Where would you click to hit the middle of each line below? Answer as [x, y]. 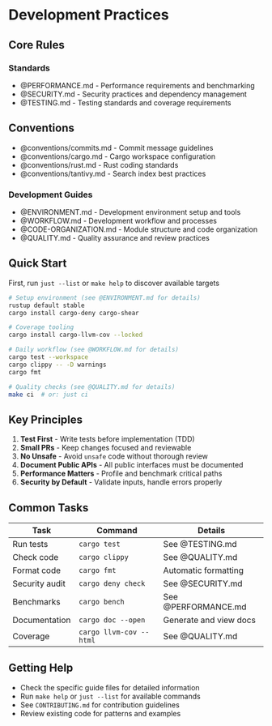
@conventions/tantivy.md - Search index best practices [113, 173]
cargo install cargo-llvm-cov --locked [76, 335]
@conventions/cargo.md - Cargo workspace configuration [118, 156]
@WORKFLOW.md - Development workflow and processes [118, 220]
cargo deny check [112, 584]
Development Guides [51, 194]
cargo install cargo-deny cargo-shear [74, 313]
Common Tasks [49, 508]
